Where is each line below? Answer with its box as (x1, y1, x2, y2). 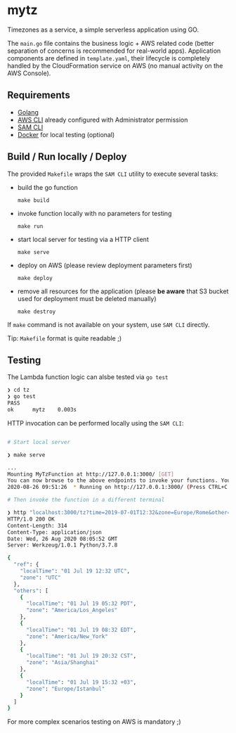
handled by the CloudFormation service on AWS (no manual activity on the (7, 61, 223, 70)
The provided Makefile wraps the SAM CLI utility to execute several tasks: (7, 170, 218, 178)
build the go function (17, 183, 79, 191)
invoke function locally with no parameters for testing (17, 209, 172, 217)
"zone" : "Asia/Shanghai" (25, 659, 99, 666)
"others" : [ (13, 587, 49, 594)
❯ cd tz (7, 386, 30, 394)
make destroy (17, 308, 56, 315)
